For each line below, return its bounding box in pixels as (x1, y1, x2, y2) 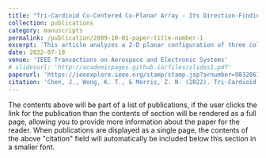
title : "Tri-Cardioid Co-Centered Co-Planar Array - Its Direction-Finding (8, 11, 264, 20)
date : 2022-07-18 (8, 48, 66, 56)
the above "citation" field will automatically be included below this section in (8, 133, 256, 143)
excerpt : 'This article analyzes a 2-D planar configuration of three (8, 41, 246, 49)
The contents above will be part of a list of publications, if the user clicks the (8, 100, 257, 110)
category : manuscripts (8, 26, 83, 34)
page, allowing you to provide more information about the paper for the (8, 117, 240, 126)
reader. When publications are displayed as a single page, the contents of (8, 125, 249, 135)
